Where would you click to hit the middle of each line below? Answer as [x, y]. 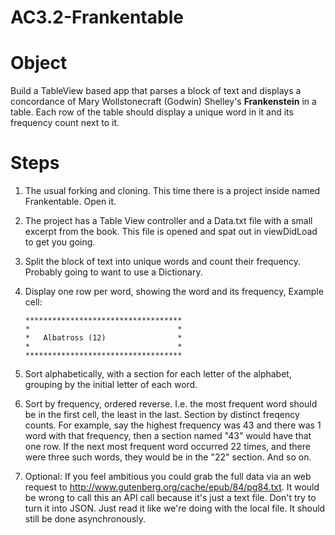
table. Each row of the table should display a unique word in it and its [152, 112]
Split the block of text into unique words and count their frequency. [163, 262]
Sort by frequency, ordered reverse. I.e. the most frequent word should [171, 404]
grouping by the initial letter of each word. [111, 385]
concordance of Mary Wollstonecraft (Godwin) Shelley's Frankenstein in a [163, 102]
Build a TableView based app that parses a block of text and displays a [156, 91]
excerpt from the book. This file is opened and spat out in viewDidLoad [171, 232]
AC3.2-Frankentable [97, 17]
